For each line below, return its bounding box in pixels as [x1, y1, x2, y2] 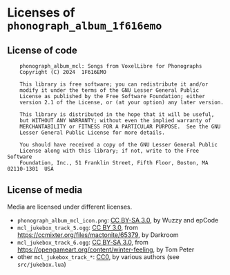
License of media [7, 184, 83, 196]
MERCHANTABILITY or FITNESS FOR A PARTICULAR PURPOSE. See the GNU [19, 123, 221, 130]
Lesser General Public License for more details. [19, 129, 166, 136]
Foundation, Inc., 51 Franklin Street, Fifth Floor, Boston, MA [19, 160, 209, 167]
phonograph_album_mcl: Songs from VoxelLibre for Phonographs [19, 63, 202, 70]
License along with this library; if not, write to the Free [19, 147, 199, 154]
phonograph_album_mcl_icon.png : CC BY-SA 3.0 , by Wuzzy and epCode [17, 216, 219, 224]
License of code [7, 44, 77, 56]
